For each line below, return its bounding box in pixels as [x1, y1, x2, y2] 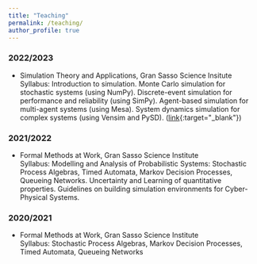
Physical [19, 192, 48, 202]
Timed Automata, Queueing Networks [19, 247, 144, 257]
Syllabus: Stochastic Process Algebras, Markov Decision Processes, [19, 239, 244, 248]
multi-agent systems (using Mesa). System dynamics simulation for [19, 104, 240, 113]
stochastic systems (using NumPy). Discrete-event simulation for [19, 87, 232, 97]
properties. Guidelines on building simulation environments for [19, 184, 224, 193]
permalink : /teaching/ [8, 19, 83, 27]
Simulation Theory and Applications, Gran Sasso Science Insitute [19, 71, 232, 80]
